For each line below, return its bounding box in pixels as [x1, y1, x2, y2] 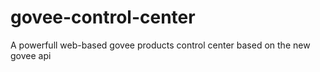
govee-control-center [10, 6, 196, 29]
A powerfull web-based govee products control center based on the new [10, 39, 311, 51]
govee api [10, 49, 52, 61]
